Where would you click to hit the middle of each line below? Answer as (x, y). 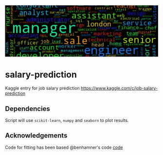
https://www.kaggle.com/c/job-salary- (119, 88)
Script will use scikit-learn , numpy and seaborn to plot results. (67, 120)
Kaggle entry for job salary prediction (43, 88)
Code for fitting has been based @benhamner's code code (64, 147)
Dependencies (27, 109)
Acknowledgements (36, 136)
